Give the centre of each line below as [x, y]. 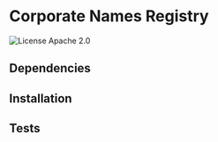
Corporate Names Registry [109, 16]
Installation [41, 98]
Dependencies [50, 68]
